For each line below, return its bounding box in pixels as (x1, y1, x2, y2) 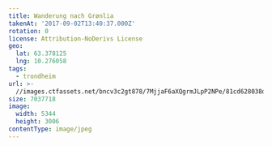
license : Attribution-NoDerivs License (8, 34, 143, 43)
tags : (8, 65, 27, 73)
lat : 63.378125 (15, 49, 67, 58)
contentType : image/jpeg (8, 125, 92, 133)
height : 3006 (15, 118, 60, 126)
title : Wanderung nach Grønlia (8, 11, 114, 20)
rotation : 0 (8, 27, 49, 35)
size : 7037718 (8, 95, 57, 103)
